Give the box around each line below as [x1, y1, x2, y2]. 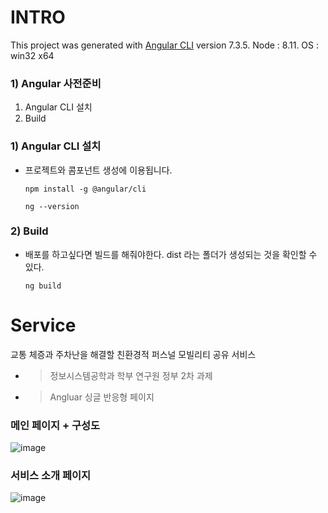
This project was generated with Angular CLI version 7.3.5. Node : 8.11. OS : [10, 39, 320, 51]
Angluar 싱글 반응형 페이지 [49, 391, 155, 403]
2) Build [10, 224, 49, 238]
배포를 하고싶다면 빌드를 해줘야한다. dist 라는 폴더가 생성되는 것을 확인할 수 [24, 248, 318, 260]
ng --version [24, 201, 80, 211]
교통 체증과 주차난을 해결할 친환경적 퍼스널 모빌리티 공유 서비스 [10, 348, 257, 360]
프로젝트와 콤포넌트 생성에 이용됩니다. [24, 164, 173, 176]
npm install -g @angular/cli [24, 184, 147, 194]
